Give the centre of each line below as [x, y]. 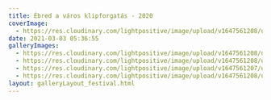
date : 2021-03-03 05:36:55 [54, 38]
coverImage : [28, 23]
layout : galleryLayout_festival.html [72, 83]
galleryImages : [34, 46]
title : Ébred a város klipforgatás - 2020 [81, 16]
